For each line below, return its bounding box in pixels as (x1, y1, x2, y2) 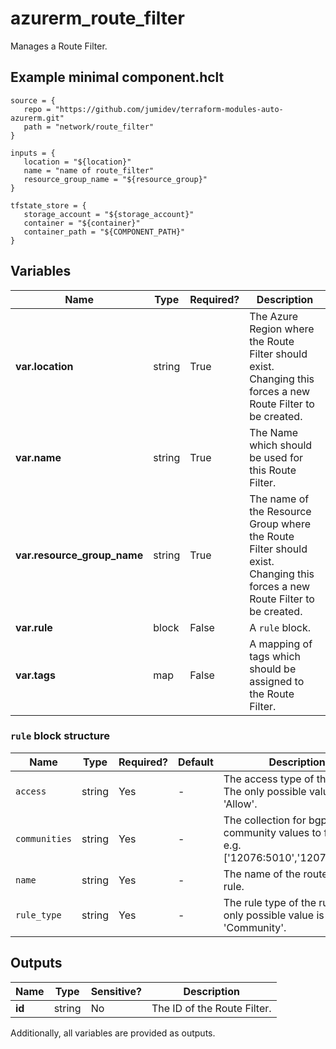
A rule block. (249, 620, 312, 634)
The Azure (249, 309, 299, 323)
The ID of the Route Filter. (151, 1001, 272, 1015)
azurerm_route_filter (10, 7, 185, 30)
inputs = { (10, 148, 56, 158)
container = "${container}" (23, 218, 141, 228)
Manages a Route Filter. (10, 40, 108, 52)
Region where (249, 322, 315, 336)
